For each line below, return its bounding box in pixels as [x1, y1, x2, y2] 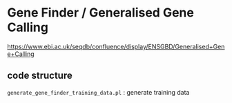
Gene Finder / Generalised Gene [7, 5, 195, 21]
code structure [7, 70, 72, 82]
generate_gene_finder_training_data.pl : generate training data [7, 88, 190, 96]
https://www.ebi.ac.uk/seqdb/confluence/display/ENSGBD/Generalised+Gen [7, 42, 225, 50]
